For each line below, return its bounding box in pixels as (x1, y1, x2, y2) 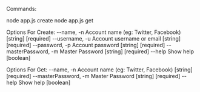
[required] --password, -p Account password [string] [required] (6, 42, 165, 48)
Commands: (6, 5, 37, 12)
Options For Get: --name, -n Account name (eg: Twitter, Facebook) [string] (6, 66, 193, 73)
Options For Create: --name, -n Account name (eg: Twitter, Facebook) (6, 28, 181, 36)
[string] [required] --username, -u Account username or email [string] (6, 35, 181, 42)
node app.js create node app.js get (6, 17, 94, 24)
